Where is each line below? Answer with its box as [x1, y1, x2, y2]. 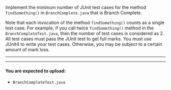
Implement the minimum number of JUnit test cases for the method [5, 5, 147, 10]
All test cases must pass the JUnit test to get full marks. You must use [5, 36, 152, 42]
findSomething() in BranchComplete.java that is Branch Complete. [5, 10, 142, 16]
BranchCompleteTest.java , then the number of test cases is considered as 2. [5, 31, 164, 36]
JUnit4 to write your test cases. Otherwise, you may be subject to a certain [5, 41, 162, 47]
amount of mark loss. [5, 47, 50, 52]
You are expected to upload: [5, 68, 66, 74]
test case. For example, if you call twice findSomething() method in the [5, 25, 154, 31]
